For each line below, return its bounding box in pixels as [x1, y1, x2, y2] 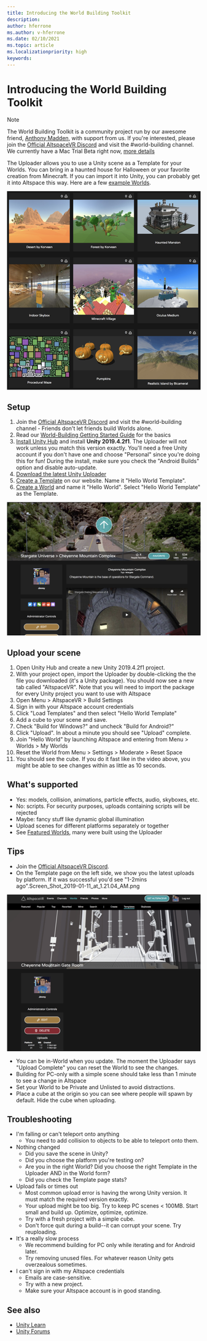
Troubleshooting [7, 1114, 72, 1124]
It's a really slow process [15, 1235, 79, 1242]
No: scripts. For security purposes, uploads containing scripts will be [15, 802, 190, 810]
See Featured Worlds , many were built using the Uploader [15, 828, 163, 835]
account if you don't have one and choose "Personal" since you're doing [15, 451, 200, 458]
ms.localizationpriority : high [7, 49, 87, 55]
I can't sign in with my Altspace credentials [15, 1267, 125, 1275]
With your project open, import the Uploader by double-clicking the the [15, 670, 196, 678]
